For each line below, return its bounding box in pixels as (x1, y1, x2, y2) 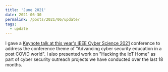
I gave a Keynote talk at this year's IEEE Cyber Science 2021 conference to (5, 40, 160, 46)
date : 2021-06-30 (5, 12, 42, 17)
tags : (5, 21, 17, 27)
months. (5, 62, 23, 68)
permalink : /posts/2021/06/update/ (5, 17, 80, 22)
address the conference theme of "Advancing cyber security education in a (5, 46, 162, 52)
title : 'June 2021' (5, 7, 46, 13)
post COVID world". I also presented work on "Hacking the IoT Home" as (5, 51, 156, 57)
